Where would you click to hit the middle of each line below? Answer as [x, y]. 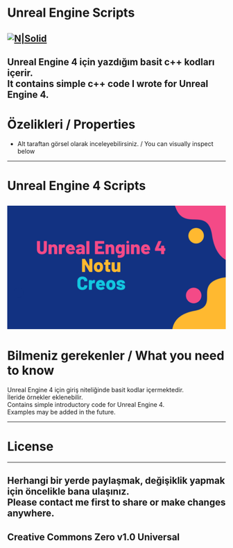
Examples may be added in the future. [61, 412]
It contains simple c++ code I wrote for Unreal [108, 84]
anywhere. [31, 514]
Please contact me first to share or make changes [116, 502]
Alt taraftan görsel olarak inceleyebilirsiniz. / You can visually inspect [115, 143]
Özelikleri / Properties [71, 125]
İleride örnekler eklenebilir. [45, 397]
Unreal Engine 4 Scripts [77, 186]
